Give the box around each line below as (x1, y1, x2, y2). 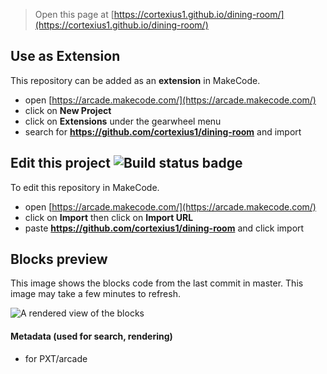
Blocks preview (10, 251, 108, 268)
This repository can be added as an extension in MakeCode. (10, 74, 261, 86)
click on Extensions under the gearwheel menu (24, 115, 222, 127)
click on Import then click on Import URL (24, 211, 194, 223)
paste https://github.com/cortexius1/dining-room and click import (24, 222, 305, 234)
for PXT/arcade (24, 352, 88, 364)
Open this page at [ (34, 9, 115, 20)
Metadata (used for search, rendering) (10, 330, 173, 343)
